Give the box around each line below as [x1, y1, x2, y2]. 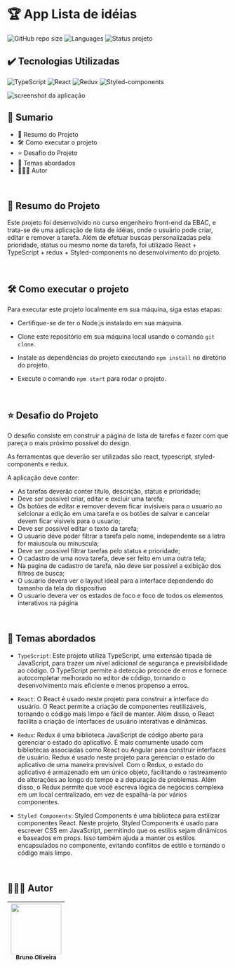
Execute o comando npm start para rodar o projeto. [17, 374, 167, 383]
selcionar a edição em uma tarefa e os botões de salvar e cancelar [17, 510, 210, 518]
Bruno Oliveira [15, 954, 57, 961]
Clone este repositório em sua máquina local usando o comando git [17, 332, 215, 341]
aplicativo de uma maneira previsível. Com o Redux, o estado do [17, 760, 203, 769]
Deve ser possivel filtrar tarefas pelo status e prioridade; [17, 547, 181, 555]
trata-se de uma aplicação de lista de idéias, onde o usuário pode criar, [7, 226, 213, 234]
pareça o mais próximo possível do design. [7, 439, 131, 447]
